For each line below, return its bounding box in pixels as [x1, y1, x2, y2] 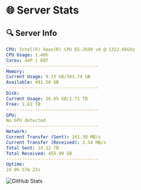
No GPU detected [6, 118, 46, 124]
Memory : [6, 68, 25, 74]
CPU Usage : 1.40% [6, 52, 49, 58]
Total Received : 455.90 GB [6, 151, 72, 156]
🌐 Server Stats [6, 4, 79, 17]
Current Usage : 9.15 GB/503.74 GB [6, 74, 91, 80]
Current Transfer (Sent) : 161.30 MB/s [6, 134, 101, 140]
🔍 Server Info [6, 28, 58, 38]
